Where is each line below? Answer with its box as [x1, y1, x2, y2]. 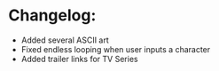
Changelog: [8, 5, 97, 26]
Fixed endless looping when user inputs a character [20, 43, 211, 54]
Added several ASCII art [20, 35, 110, 45]
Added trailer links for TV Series [20, 53, 138, 64]
